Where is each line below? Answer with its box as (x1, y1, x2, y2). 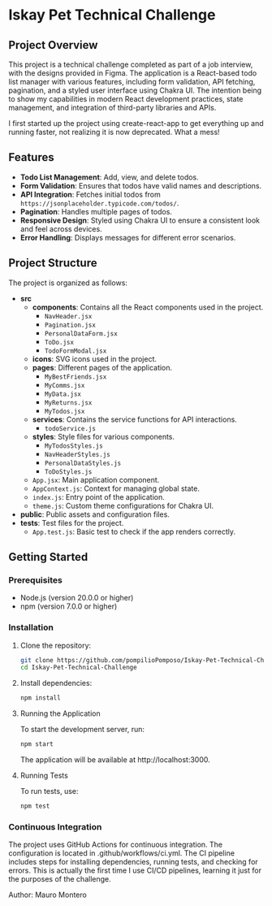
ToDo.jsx (44, 338, 75, 346)
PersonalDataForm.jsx (44, 329, 118, 338)
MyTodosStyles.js (44, 441, 103, 450)
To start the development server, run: (19, 725, 145, 735)
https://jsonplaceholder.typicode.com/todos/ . (19, 197, 179, 208)
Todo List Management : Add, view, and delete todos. (19, 172, 199, 182)
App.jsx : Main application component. (32, 475, 160, 484)
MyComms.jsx (44, 381, 85, 389)
